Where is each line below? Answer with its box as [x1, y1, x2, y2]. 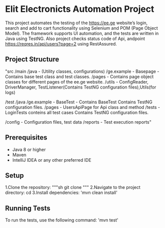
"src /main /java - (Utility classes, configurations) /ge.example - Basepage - [5, 68, 160, 74]
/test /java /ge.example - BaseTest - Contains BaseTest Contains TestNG [5, 99, 153, 105]
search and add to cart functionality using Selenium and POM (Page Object [5, 25, 158, 31]
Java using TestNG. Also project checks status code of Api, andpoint [5, 36, 145, 42]
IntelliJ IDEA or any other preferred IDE [12, 157, 91, 163]
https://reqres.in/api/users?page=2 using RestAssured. [5, 41, 117, 46]
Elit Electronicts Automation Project [5, 3, 155, 15]
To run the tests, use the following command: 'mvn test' [5, 217, 119, 223]
